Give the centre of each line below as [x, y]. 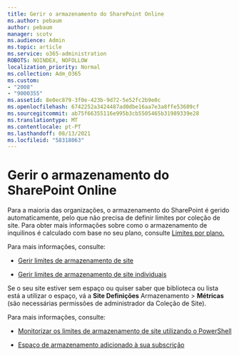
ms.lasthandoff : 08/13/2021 [49, 133]
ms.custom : [24, 80]
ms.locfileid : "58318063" [46, 140]
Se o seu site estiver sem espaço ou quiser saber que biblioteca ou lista [113, 288]
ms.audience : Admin [36, 41]
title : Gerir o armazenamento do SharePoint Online [86, 14]
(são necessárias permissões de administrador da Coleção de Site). [107, 303]
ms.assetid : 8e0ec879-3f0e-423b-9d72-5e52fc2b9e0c [84, 101]
